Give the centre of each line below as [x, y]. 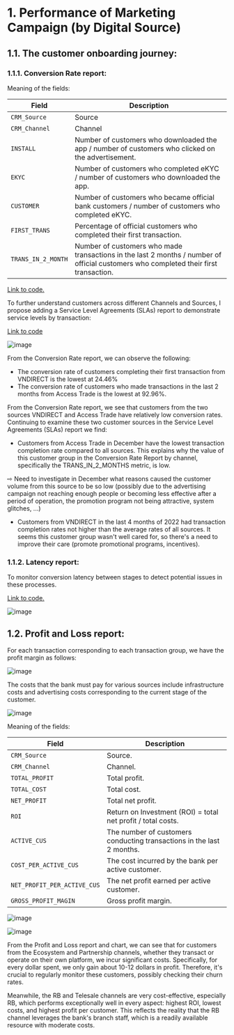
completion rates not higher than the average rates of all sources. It [114, 529]
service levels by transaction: [49, 318]
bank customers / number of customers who [147, 205]
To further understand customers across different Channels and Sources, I [114, 303]
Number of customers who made [128, 246]
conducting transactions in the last [163, 841]
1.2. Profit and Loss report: [66, 633]
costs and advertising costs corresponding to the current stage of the [107, 692]
